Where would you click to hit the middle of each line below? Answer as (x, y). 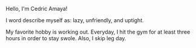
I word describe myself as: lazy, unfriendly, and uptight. (75, 20)
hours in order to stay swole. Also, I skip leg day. (66, 38)
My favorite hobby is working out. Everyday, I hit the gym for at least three (98, 32)
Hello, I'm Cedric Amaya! (37, 9)
